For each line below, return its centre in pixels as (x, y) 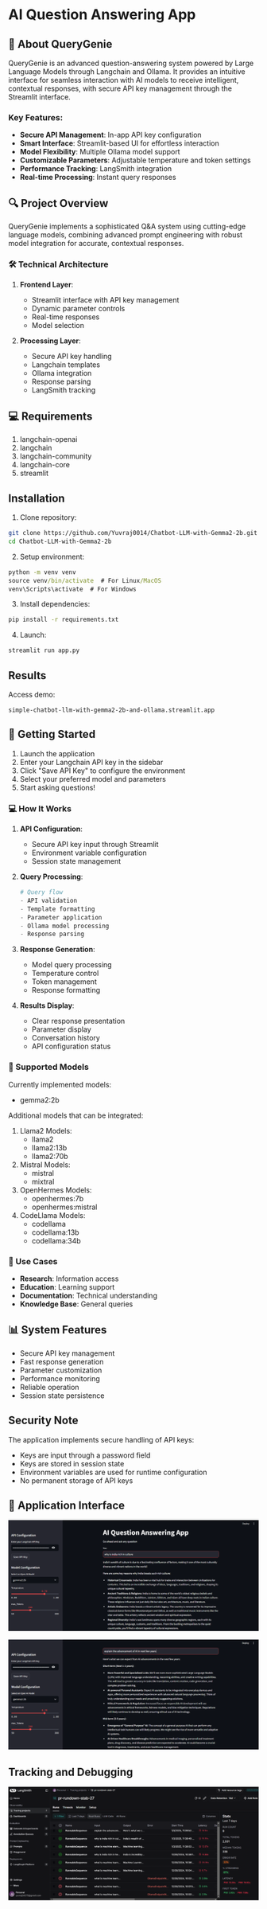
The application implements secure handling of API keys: (101, 1439)
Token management (64, 982)
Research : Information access (69, 1279)
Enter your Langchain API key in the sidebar (91, 762)
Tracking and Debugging (71, 1772)
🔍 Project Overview (58, 203)
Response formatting (66, 990)
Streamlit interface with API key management (105, 300)
